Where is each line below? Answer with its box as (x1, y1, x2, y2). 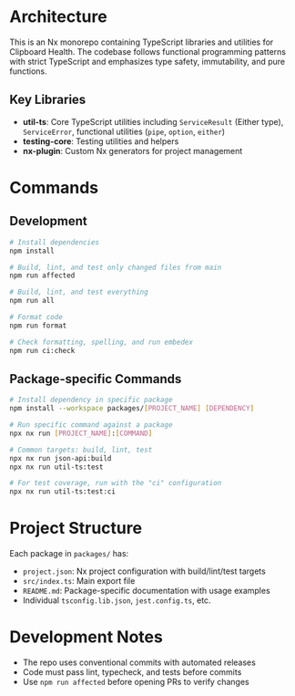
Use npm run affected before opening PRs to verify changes (22, 677, 249, 688)
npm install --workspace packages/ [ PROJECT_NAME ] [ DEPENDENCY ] (9, 404, 255, 413)
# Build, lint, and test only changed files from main (9, 263, 222, 272)
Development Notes (9, 627, 164, 648)
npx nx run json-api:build (9, 453, 112, 462)
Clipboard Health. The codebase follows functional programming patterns (9, 46, 287, 57)
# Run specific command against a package (9, 421, 173, 430)
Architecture (9, 6, 107, 27)
